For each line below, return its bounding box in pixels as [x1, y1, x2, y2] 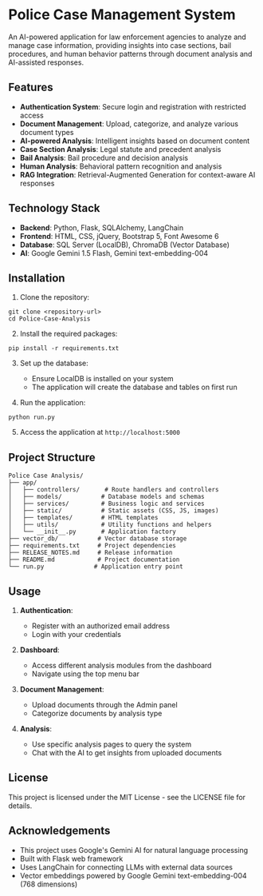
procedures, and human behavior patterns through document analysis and [8, 49, 253, 58]
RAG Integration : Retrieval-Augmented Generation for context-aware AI [19, 169, 256, 179]
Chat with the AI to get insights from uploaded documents [31, 748, 222, 757]
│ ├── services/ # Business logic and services [8, 500, 205, 508]
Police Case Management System [8, 6, 237, 24]
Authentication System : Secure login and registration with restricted [19, 102, 247, 111]
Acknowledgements [8, 824, 111, 838]
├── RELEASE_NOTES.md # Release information [8, 549, 173, 557]
